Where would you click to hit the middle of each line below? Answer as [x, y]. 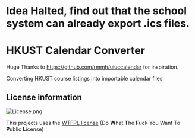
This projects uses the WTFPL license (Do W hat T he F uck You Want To [93, 123]
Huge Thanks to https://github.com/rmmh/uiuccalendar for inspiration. [92, 67]
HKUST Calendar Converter [76, 51]
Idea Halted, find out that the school [97, 11]
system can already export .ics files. [98, 23]
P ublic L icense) [25, 129]
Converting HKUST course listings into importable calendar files [84, 79]
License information [44, 97]
